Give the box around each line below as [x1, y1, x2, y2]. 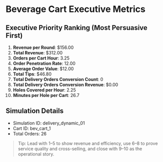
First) [5, 31, 23, 39]
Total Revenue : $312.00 [12, 50, 63, 55]
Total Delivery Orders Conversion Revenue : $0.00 [12, 81, 118, 87]
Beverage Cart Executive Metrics [5, 3, 145, 15]
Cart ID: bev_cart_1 [12, 125, 51, 131]
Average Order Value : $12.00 [12, 66, 74, 71]
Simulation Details [5, 106, 64, 115]
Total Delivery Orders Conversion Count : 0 [12, 76, 103, 82]
